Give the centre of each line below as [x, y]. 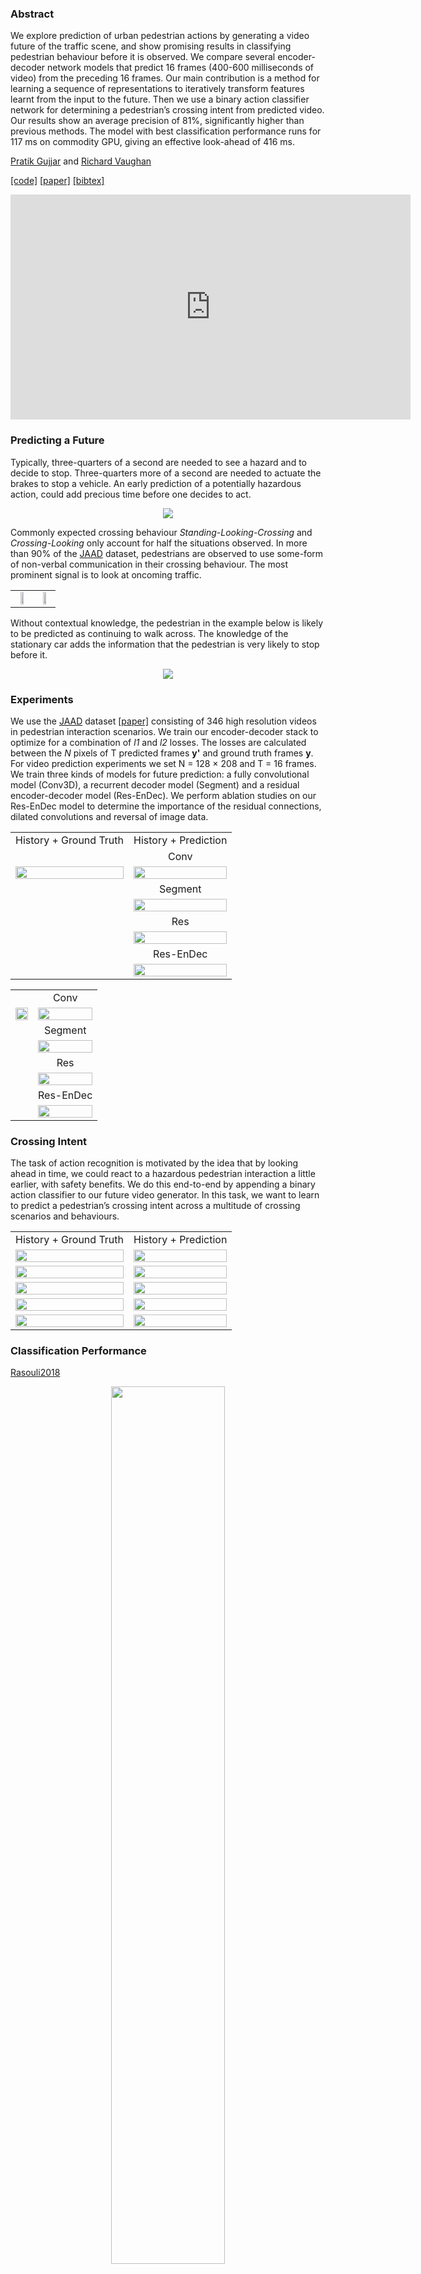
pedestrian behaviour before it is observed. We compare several [143, 57]
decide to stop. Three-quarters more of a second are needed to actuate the [166, 473]
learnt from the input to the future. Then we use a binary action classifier [160, 99]
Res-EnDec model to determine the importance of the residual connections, [166, 806]
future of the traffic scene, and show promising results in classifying [151, 46]
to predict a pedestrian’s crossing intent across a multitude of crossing [155, 1206]
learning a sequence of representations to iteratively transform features [157, 89]
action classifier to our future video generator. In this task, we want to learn [165, 1195]
